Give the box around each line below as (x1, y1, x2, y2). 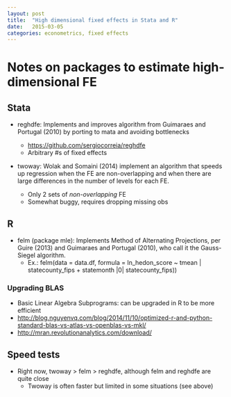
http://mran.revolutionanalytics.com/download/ (17, 328, 153, 337)
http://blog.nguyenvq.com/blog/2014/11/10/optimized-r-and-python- (17, 314, 213, 322)
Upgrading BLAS (7, 283, 65, 293)
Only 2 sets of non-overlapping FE (27, 191, 126, 199)
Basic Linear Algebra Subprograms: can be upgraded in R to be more (17, 299, 215, 307)
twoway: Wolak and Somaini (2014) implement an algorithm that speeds (17, 162, 223, 170)
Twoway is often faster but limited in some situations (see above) (27, 382, 214, 390)
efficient (17, 307, 42, 315)
